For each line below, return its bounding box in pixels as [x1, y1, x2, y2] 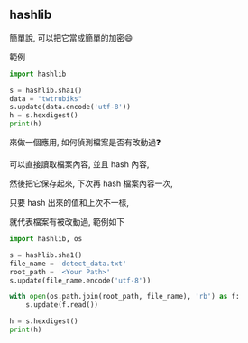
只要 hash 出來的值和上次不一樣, [9, 198, 129, 209]
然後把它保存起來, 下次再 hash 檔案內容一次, [9, 178, 173, 189]
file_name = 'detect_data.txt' [9, 259, 127, 268]
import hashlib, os [9, 235, 83, 244]
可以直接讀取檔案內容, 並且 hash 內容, [9, 159, 150, 170]
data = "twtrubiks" [9, 94, 83, 103]
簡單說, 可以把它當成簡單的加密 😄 [9, 32, 133, 43]
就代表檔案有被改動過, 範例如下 [9, 217, 124, 227]
